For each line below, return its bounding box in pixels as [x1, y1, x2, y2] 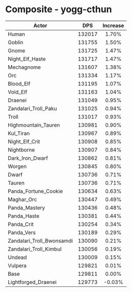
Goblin [8, 39, 24, 46]
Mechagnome [8, 64, 41, 71]
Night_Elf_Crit [8, 138, 41, 145]
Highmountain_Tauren [8, 121, 60, 128]
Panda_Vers [8, 229, 36, 236]
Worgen [8, 163, 27, 170]
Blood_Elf [8, 80, 30, 87]
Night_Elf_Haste [8, 55, 46, 62]
